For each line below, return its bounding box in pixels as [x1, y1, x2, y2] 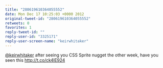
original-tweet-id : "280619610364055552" [5, 16, 91, 21]
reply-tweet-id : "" [5, 30, 45, 34]
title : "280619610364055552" [5, 7, 65, 12]
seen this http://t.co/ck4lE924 [5, 57, 65, 63]
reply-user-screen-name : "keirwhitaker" [5, 39, 89, 44]
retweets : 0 [5, 20, 29, 26]
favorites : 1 [5, 25, 32, 30]
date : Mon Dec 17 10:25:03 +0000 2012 [5, 12, 84, 17]
